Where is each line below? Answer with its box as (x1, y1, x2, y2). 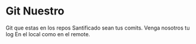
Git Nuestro (5, 4, 65, 18)
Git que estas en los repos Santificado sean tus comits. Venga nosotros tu (5, 24, 190, 31)
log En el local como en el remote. (5, 30, 90, 37)
